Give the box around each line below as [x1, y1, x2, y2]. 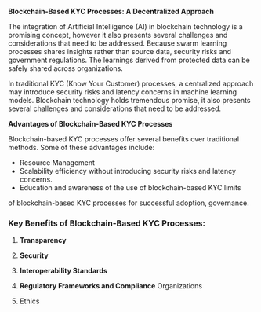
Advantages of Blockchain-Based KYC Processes [8, 119, 173, 128]
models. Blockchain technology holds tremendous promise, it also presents [8, 96, 251, 105]
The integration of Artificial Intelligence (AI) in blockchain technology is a [8, 22, 243, 31]
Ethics [19, 296, 40, 306]
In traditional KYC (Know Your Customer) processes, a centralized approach [8, 79, 254, 88]
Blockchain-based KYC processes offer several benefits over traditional [8, 134, 240, 144]
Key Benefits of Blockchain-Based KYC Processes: [8, 218, 206, 229]
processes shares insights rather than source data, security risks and [8, 47, 232, 56]
